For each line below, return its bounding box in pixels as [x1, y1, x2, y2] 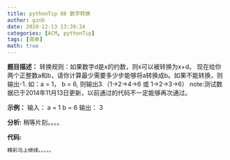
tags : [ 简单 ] [7, 36, 43, 43]
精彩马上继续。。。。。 [7, 147, 54, 154]
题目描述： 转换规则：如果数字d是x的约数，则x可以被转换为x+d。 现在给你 [7, 63, 222, 70]
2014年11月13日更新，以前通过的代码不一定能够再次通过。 [25, 88, 192, 97]
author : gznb [7, 17, 45, 24]
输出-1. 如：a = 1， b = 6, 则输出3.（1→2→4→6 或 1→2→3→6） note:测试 [7, 80, 217, 88]
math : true [7, 42, 39, 49]
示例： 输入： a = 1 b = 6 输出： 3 [7, 104, 103, 111]
